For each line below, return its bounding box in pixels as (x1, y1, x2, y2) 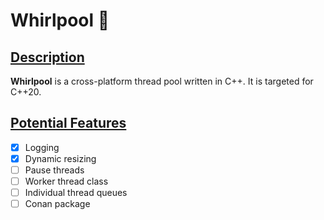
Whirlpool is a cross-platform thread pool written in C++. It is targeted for (10, 75, 314, 87)
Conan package (24, 198, 91, 210)
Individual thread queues (24, 187, 128, 199)
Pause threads (24, 164, 85, 176)
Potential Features (10, 115, 127, 132)
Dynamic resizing (24, 152, 97, 164)
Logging (24, 141, 60, 153)
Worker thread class (24, 175, 109, 187)
